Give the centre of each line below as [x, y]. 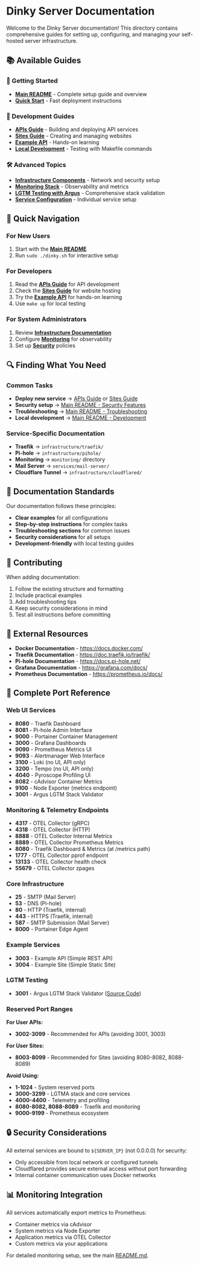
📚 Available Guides [44, 61]
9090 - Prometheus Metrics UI [53, 749]
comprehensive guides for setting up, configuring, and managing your [93, 34]
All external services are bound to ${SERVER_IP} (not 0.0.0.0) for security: [97, 1150]
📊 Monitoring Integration [55, 1195]
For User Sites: [25, 1046]
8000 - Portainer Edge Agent [52, 929]
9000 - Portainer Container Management [66, 736]
